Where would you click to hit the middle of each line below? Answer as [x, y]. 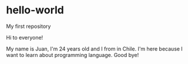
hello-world [35, 10]
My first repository [28, 26]
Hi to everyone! [25, 37]
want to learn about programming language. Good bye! [73, 55]
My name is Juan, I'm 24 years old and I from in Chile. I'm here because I [95, 49]
